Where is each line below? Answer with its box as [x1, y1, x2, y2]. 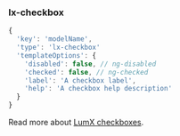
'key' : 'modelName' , [16, 35, 93, 44]
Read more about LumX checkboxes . [8, 117, 144, 128]
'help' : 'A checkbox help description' [24, 84, 173, 93]
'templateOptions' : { [16, 51, 97, 60]
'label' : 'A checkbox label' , [24, 76, 137, 85]
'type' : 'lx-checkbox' [16, 43, 101, 52]
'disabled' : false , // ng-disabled [24, 60, 157, 68]
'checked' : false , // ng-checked [24, 68, 149, 76]
